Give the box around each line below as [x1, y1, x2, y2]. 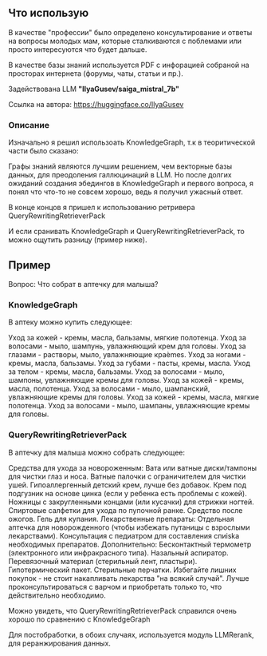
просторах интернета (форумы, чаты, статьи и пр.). [8, 68, 183, 78]
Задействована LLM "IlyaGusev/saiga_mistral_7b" [8, 84, 179, 93]
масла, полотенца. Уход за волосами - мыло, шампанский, [8, 384, 210, 394]
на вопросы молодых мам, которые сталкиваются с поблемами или [8, 36, 241, 46]
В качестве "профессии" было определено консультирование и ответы [8, 27, 253, 37]
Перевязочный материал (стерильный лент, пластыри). [8, 556, 198, 566]
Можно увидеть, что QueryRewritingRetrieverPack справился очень [8, 606, 238, 615]
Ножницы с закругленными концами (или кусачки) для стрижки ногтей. [8, 497, 255, 507]
